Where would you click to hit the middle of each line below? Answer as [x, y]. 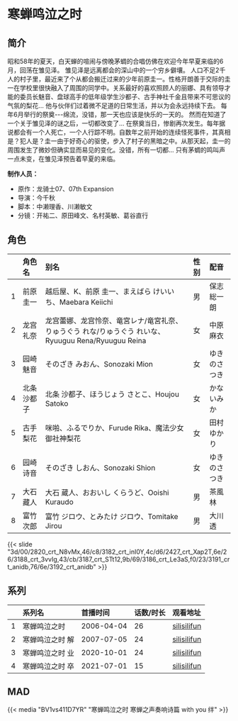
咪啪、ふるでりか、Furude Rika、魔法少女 [114, 427]
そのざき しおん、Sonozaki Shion [100, 467]
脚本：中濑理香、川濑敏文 [55, 207]
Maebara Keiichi [86, 302]
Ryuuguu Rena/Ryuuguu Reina [96, 340]
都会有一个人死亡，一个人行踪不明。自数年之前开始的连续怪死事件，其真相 [122, 132]
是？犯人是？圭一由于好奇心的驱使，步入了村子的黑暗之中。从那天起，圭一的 [119, 141]
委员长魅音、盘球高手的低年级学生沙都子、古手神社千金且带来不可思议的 [125, 97]
